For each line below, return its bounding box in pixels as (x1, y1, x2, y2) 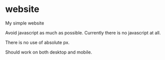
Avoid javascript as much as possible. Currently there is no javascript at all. (5, 29, 161, 35)
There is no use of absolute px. (5, 39, 70, 45)
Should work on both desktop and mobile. (5, 49, 92, 55)
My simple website (5, 20, 44, 26)
